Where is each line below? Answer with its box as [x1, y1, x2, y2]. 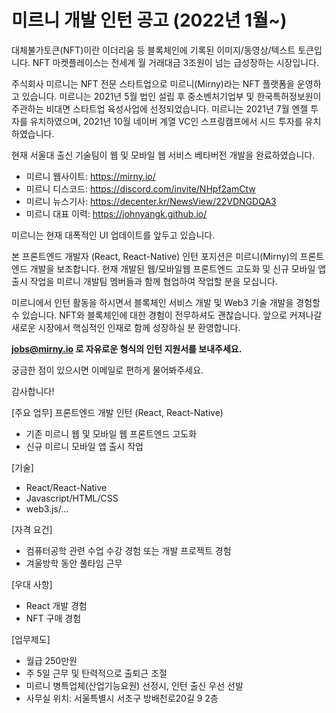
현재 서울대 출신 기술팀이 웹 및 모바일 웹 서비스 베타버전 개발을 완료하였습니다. [11, 149, 316, 161]
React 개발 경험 [25, 599, 88, 611]
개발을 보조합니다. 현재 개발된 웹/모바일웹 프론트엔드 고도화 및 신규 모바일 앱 [29, 262, 327, 275]
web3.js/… [25, 502, 69, 515]
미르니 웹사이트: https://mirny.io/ [25, 170, 156, 182]
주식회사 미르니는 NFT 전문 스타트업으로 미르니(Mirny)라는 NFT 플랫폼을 [11, 77, 295, 90]
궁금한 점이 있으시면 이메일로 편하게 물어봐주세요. [11, 364, 204, 376]
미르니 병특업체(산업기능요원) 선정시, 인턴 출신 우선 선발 [25, 679, 244, 691]
